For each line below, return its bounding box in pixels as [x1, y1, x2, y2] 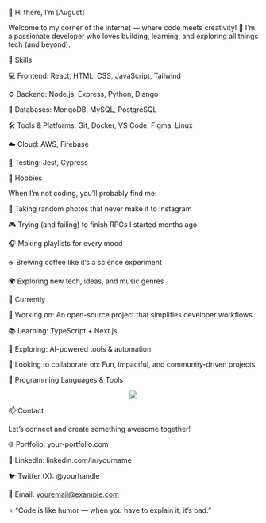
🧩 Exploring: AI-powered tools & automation [8, 344, 152, 353]
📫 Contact [8, 406, 44, 415]
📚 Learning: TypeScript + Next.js [8, 326, 118, 335]
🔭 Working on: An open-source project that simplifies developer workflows [8, 310, 253, 319]
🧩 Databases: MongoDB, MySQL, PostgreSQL [8, 105, 157, 114]
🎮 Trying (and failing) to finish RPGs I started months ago [8, 220, 198, 229]
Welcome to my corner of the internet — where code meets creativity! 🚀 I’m [8, 23, 256, 32]
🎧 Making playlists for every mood [8, 239, 123, 248]
